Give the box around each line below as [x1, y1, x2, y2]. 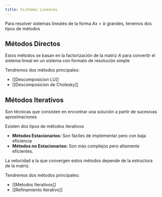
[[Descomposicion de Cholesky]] [12, 82, 79, 88]
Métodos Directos [5, 40, 61, 48]
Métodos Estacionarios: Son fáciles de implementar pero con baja [12, 133, 146, 139]
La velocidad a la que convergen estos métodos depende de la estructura [5, 158, 153, 163]
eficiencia [12, 138, 32, 144]
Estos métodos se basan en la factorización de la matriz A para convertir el [5, 53, 156, 58]
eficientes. [12, 148, 34, 154]
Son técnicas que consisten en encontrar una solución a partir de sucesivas [5, 109, 157, 115]
